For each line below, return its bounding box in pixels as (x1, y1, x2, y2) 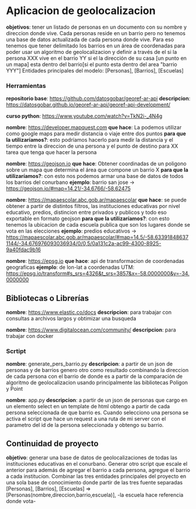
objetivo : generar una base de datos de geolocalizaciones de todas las (6, 454, 177, 461)
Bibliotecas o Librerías (6, 293, 90, 303)
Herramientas (6, 81, 46, 90)
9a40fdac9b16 (6, 246, 41, 253)
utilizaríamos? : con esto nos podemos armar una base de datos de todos (6, 173, 184, 180)
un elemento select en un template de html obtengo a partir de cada (6, 403, 170, 410)
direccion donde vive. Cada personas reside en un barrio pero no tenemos (6, 29, 186, 36)
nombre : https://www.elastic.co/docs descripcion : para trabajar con (6, 309, 172, 316)
